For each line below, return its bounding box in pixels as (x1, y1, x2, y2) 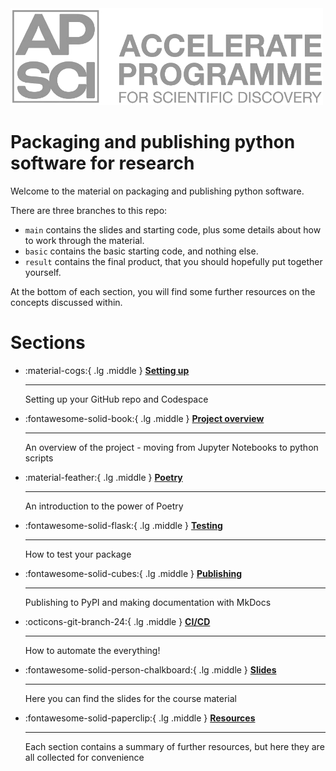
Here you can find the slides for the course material (24, 692, 237, 704)
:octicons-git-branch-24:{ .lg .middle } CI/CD (24, 615, 211, 627)
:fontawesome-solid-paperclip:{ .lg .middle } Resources (24, 712, 256, 724)
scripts (24, 452, 54, 464)
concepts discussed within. (10, 296, 123, 308)
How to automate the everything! (24, 644, 161, 656)
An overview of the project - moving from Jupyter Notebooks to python (24, 441, 319, 453)
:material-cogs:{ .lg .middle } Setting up (24, 364, 190, 376)
